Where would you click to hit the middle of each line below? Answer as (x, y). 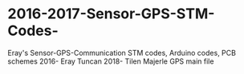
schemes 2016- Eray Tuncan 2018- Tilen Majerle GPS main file (111, 61)
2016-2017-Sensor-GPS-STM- (111, 14)
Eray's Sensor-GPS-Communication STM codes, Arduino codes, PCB (122, 53)
